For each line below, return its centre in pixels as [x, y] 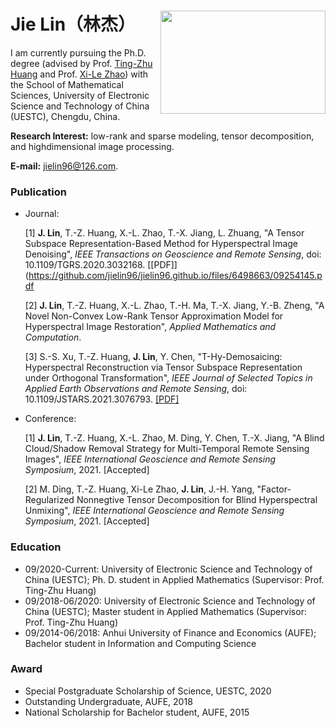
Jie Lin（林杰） [73, 24]
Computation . [53, 337]
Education [36, 547]
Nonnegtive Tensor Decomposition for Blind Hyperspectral [197, 500]
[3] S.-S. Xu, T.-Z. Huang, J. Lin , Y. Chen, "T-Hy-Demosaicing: [153, 357]
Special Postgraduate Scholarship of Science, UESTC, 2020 [148, 691]
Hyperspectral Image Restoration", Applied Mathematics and [150, 327]
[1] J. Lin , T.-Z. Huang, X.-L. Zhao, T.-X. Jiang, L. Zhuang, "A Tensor [164, 233]
